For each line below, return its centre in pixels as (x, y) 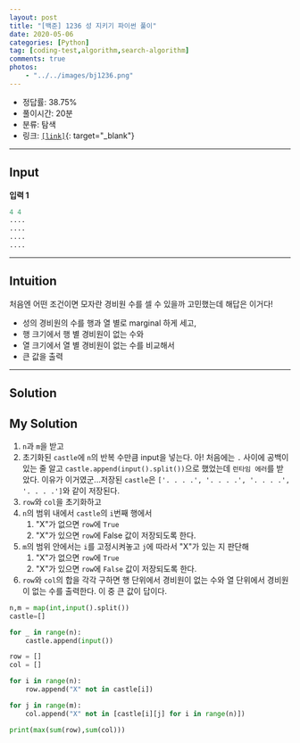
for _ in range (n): (46, 632)
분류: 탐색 (39, 124)
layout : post (33, 17)
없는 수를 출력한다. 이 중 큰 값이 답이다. (100, 590)
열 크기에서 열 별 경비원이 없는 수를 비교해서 (99, 345)
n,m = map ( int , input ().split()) (69, 607)
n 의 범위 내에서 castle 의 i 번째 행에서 (87, 513)
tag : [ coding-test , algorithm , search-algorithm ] (100, 51)
